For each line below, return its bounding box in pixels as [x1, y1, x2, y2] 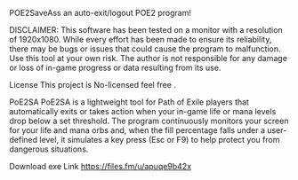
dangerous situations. [9, 144, 89, 154]
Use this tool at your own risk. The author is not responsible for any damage [9, 53, 287, 63]
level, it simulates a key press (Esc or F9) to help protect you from [39, 135, 280, 145]
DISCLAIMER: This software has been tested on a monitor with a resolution [9, 25, 283, 35]
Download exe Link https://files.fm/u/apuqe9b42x [9, 161, 192, 171]
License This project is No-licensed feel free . [9, 80, 176, 90]
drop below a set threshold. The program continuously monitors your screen [9, 115, 289, 126]
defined [9, 135, 38, 145]
